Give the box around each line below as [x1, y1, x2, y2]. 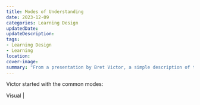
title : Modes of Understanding [6, 8, 84, 15]
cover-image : [6, 58, 39, 64]
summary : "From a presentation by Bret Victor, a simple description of [6, 64, 190, 70]
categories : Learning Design [6, 20, 79, 26]
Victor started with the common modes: [6, 81, 104, 88]
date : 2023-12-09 [6, 14, 49, 20]
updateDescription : [6, 31, 55, 37]
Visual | [6, 92, 25, 99]
